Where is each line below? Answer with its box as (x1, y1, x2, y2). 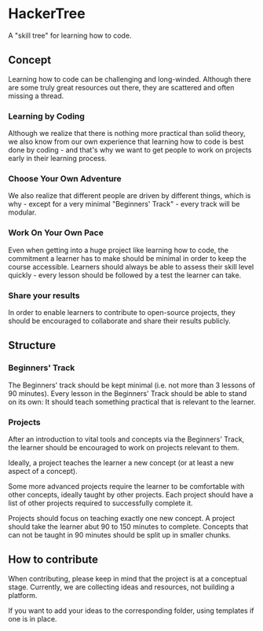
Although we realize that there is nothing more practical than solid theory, (8, 129, 246, 138)
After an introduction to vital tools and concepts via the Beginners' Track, (8, 434, 245, 444)
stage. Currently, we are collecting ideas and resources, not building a (8, 582, 236, 592)
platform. (8, 590, 38, 600)
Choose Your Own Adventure (8, 173, 122, 184)
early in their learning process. (8, 154, 108, 163)
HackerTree (8, 5, 86, 23)
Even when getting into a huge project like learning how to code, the (8, 245, 229, 255)
